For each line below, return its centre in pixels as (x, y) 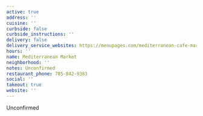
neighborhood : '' (28, 62)
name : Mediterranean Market (42, 57)
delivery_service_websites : (42, 46)
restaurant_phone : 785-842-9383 (47, 74)
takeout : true (24, 85)
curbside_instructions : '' (40, 34)
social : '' (20, 79)
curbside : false (27, 29)
